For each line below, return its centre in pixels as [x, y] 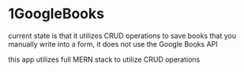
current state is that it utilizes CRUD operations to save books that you [122, 36]
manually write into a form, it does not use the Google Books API [113, 44]
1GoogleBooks [56, 14]
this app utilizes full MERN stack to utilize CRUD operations [104, 59]
